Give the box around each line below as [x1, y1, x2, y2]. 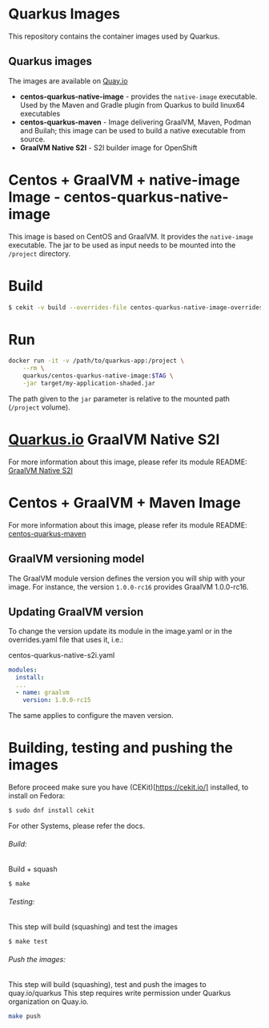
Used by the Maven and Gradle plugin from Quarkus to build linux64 [19, 100, 246, 109]
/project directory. [8, 248, 70, 258]
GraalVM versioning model [8, 552, 145, 566]
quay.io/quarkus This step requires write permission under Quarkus [8, 988, 231, 997]
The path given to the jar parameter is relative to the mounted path [8, 394, 231, 403]
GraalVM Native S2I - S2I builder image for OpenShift [19, 142, 198, 153]
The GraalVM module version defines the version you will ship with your [8, 573, 246, 583]
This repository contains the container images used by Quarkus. [8, 31, 220, 41]
